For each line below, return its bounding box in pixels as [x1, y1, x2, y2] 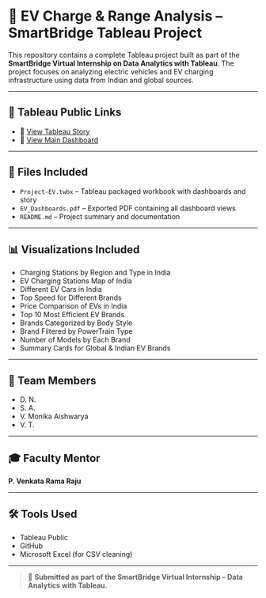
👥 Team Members [8, 373, 97, 387]
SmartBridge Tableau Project [8, 24, 203, 42]
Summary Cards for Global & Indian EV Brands [19, 343, 171, 353]
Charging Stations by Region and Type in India [19, 268, 171, 278]
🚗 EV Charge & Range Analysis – [8, 7, 223, 25]
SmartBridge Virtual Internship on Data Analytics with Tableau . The [8, 59, 235, 68]
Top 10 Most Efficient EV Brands [19, 310, 125, 320]
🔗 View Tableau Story [19, 127, 90, 136]
